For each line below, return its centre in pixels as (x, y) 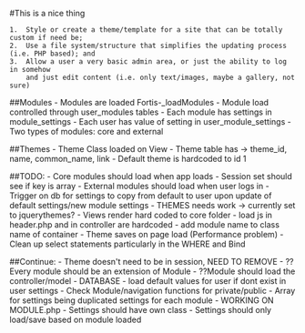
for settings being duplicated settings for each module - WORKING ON (142, 300)
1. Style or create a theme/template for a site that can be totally (146, 30)
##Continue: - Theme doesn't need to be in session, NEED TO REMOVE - (147, 262)
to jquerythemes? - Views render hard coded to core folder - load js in (141, 215)
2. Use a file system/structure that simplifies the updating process (148, 45)
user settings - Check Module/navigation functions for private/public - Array (152, 291)
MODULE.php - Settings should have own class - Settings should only (140, 310)
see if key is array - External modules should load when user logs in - (140, 186)
